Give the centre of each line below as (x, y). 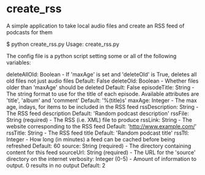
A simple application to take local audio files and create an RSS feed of (95, 26)
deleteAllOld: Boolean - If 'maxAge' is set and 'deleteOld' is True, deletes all (102, 74)
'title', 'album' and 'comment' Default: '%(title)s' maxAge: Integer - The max (102, 100)
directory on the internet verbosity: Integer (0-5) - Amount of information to (102, 158)
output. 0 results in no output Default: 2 (56, 165)
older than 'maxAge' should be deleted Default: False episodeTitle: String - (100, 87)
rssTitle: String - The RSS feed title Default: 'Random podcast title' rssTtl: (98, 133)
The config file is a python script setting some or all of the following (91, 56)
